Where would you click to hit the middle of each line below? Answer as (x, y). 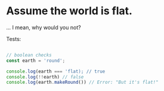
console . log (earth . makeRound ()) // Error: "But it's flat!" (83, 82)
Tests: (14, 39)
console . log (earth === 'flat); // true (56, 71)
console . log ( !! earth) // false (45, 77)
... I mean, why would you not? (44, 27)
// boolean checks (29, 55)
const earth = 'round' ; (36, 61)
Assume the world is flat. (69, 11)
